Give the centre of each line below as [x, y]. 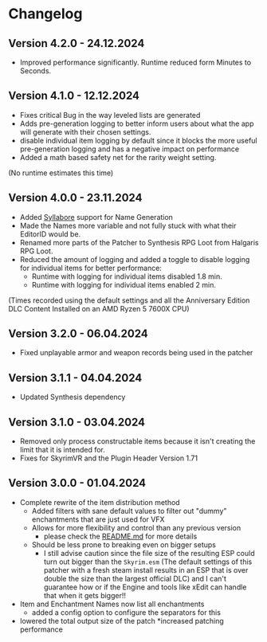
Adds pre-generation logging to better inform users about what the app [137, 123]
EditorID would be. [50, 234]
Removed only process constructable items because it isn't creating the [137, 441]
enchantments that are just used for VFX [98, 519]
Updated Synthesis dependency [73, 397]
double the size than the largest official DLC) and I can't [135, 578]
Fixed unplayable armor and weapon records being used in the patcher [136, 353]
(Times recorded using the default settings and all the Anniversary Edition [129, 300]
